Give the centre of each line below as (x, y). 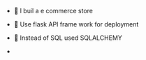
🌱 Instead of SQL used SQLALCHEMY (68, 38)
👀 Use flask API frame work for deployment (76, 24)
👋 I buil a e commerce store (53, 11)
